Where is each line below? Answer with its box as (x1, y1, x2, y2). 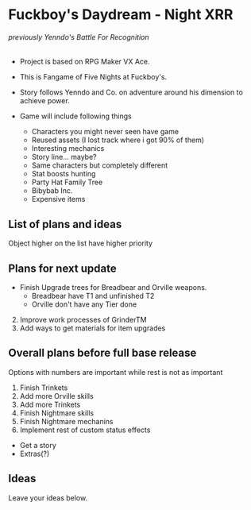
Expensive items (31, 195, 86, 204)
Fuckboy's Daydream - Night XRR (8, 6, 234, 24)
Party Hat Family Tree (31, 177, 103, 187)
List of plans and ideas (8, 217, 122, 231)
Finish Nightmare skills (19, 408, 94, 418)
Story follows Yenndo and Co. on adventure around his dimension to (19, 87, 244, 97)
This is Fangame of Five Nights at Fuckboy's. (19, 72, 168, 82)
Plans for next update (8, 261, 117, 275)
